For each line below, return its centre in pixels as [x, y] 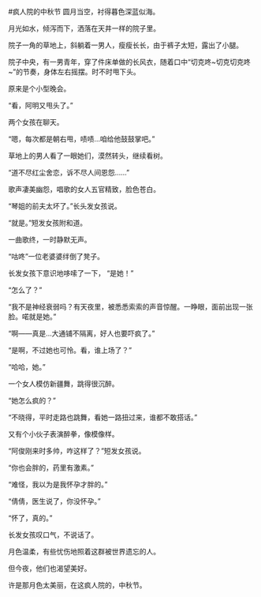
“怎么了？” [25, 290]
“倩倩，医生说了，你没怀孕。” [54, 501]
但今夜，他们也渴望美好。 [50, 568]
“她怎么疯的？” [32, 400]
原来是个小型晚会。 [39, 88]
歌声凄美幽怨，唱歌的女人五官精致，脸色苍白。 [84, 189]
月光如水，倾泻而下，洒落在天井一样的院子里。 [84, 28]
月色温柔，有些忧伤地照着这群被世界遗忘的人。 [84, 552]
